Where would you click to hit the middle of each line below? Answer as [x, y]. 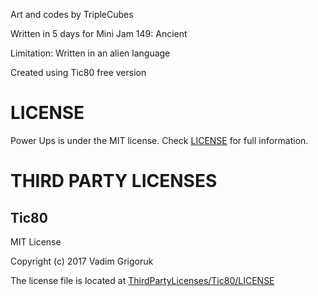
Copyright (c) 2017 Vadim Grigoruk [82, 261]
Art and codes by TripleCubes [72, 14]
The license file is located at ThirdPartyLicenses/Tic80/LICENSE [142, 280]
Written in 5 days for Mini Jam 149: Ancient [99, 33]
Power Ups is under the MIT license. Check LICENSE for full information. [159, 140]
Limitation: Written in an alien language [90, 53]
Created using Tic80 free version [78, 72]
